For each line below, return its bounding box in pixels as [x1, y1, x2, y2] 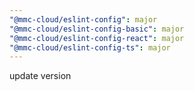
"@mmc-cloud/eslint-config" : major [9, 14, 158, 25]
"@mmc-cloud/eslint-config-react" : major [9, 33, 185, 43]
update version [9, 70, 72, 82]
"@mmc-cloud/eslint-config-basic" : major [9, 24, 185, 34]
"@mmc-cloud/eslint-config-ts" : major [9, 42, 171, 53]
